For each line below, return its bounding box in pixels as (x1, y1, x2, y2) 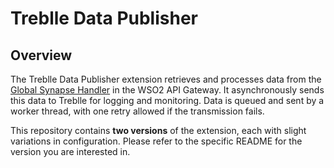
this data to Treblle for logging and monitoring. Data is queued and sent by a (10, 95, 325, 106)
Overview (10, 47, 73, 64)
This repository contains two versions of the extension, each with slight (10, 125, 307, 136)
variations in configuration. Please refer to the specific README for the (10, 135, 303, 147)
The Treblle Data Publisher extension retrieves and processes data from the (10, 73, 322, 85)
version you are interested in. (10, 146, 131, 157)
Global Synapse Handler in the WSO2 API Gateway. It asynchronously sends (10, 84, 325, 96)
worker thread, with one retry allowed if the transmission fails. (10, 105, 265, 117)
